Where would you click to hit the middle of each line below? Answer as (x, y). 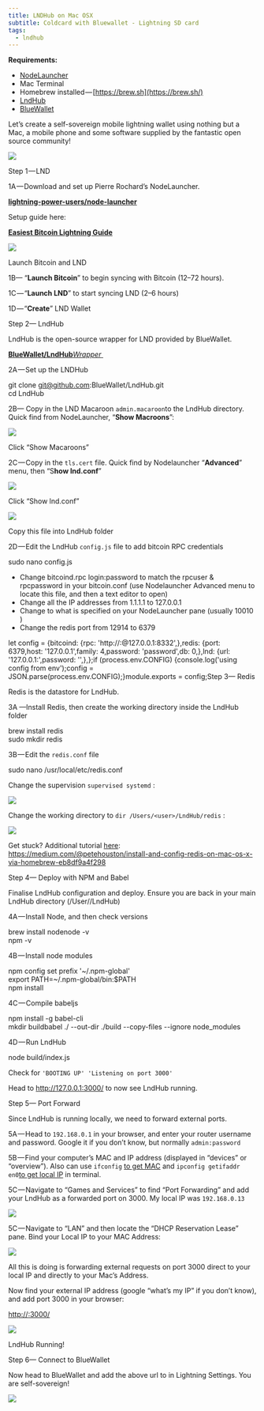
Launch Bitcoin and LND (47, 262)
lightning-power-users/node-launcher (73, 202)
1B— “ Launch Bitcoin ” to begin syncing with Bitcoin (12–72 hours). (116, 278)
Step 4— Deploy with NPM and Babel (69, 877)
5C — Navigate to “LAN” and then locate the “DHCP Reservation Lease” (123, 1228)
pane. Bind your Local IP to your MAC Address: (85, 1237)
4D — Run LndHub (37, 1042)
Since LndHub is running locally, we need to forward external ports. (117, 1119)
